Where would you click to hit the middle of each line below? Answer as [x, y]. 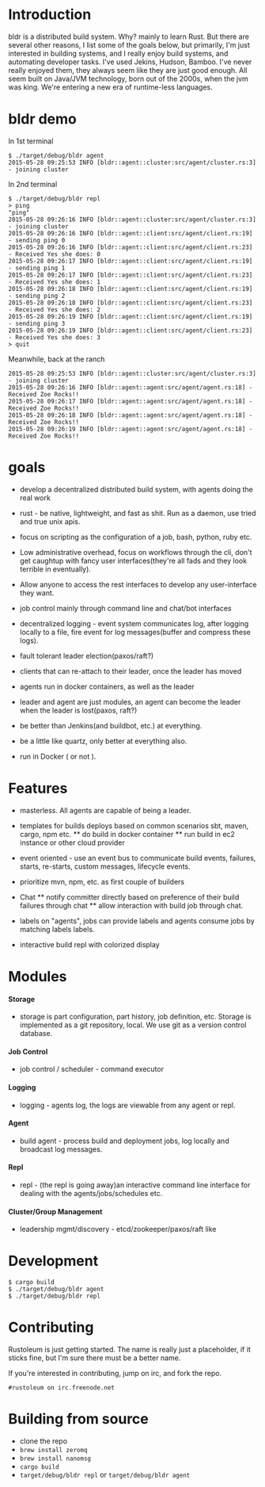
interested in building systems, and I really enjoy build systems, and [118, 53]
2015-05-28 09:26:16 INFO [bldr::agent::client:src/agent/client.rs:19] [131, 233]
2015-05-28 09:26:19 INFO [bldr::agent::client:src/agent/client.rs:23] [131, 331]
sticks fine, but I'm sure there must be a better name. [95, 1358]
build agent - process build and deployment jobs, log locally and [124, 1141]
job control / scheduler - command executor [92, 1069]
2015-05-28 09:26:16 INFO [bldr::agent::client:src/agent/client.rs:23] [131, 247]
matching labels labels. [57, 929]
